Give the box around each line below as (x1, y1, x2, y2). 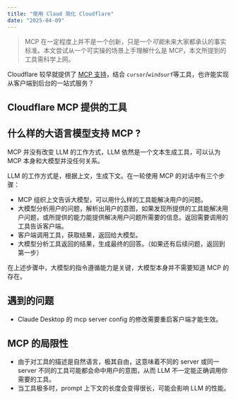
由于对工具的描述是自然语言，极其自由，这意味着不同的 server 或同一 (17, 357, 220, 366)
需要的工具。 (17, 375, 55, 383)
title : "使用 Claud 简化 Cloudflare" (7, 10, 114, 18)
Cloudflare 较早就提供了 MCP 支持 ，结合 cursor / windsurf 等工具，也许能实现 (7, 70, 230, 78)
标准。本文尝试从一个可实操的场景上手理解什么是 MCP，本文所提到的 (24, 46, 227, 54)
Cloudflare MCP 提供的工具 (7, 101, 127, 113)
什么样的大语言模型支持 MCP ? (7, 128, 141, 140)
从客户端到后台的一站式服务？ (7, 78, 94, 87)
